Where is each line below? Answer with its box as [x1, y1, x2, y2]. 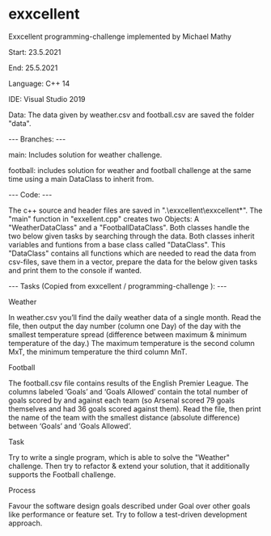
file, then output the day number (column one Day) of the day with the [8, 321, 241, 331]
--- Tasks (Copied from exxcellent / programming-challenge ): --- [8, 281, 227, 291]
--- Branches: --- [8, 134, 66, 144]
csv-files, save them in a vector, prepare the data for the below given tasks [8, 256, 258, 267]
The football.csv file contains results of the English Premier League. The [8, 378, 249, 388]
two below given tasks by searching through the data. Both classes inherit [8, 231, 255, 241]
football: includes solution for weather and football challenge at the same [8, 165, 252, 175]
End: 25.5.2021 [8, 62, 58, 73]
